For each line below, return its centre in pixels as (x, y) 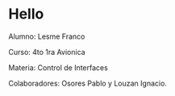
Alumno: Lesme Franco (47, 36)
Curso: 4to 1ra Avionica (47, 52)
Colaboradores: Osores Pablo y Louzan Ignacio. (88, 83)
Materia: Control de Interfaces (58, 67)
